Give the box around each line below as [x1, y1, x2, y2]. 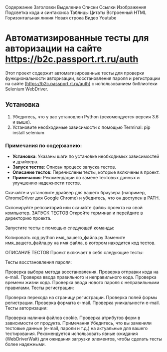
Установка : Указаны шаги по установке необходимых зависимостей [12, 153, 160, 159]
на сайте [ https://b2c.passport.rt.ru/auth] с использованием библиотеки [5, 80, 158, 86]
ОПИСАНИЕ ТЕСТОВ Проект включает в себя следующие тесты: [5, 250, 144, 256]
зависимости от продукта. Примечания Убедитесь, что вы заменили [5, 320, 152, 326]
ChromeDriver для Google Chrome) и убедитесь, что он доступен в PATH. [5, 195, 160, 201]
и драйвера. [12, 159, 39, 165]
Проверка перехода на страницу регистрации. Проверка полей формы [5, 295, 158, 301]
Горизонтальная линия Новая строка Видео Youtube [5, 15, 117, 20]
